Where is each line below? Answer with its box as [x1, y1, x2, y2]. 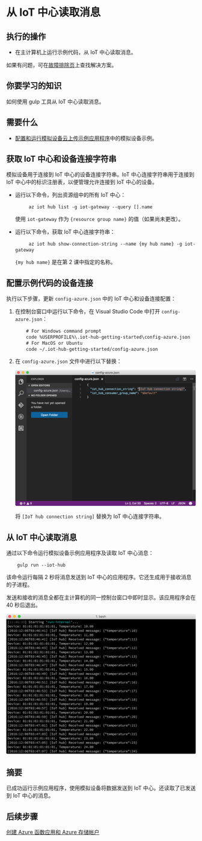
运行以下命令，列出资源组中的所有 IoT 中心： [14, 191, 126, 199]
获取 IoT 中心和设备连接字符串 [6, 154, 117, 164]
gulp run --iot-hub [17, 562, 66, 568]
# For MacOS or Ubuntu [26, 341, 83, 347]
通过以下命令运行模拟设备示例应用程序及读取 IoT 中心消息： [6, 549, 154, 557]
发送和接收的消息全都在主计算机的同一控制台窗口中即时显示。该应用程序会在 [6, 594, 196, 601]
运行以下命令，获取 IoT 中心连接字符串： [14, 228, 115, 235]
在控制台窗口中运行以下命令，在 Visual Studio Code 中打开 [14, 308, 161, 315]
